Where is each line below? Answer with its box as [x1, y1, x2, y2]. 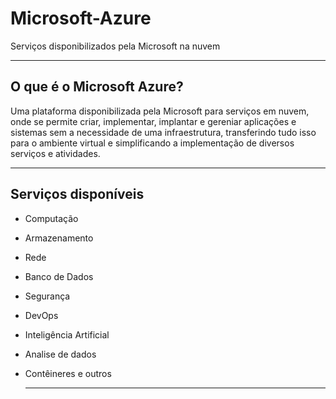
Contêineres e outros [24, 367, 112, 379]
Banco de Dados [24, 270, 94, 282]
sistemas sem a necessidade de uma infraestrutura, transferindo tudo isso [10, 126, 317, 138]
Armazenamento [24, 232, 94, 244]
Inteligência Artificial [24, 328, 110, 341]
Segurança [24, 290, 71, 302]
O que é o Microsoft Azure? [10, 78, 184, 96]
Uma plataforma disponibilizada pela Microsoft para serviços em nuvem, [10, 105, 310, 117]
